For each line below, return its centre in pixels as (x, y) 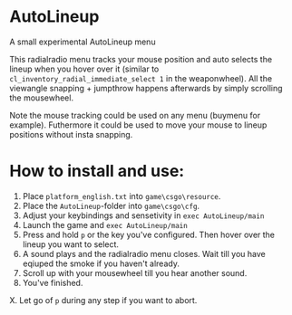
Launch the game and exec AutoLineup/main (105, 224)
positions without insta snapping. (71, 134)
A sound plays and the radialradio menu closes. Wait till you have (144, 253)
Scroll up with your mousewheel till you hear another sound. (135, 272)
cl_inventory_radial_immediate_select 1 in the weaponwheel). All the (141, 78)
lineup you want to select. (71, 244)
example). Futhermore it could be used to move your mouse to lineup (138, 125)
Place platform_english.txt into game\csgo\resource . (122, 196)
